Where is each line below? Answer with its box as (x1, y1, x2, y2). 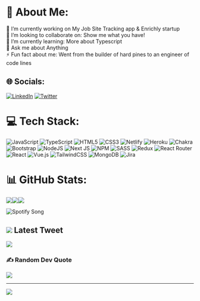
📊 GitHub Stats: (6, 173, 87, 187)
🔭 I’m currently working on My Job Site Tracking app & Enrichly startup (6, 25, 180, 32)
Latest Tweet (14, 225, 64, 235)
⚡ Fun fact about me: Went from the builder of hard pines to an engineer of (6, 51, 189, 58)
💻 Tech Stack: (6, 114, 80, 128)
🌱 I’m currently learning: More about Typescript (6, 38, 122, 45)
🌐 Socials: (6, 77, 45, 87)
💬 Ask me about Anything (6, 44, 68, 51)
